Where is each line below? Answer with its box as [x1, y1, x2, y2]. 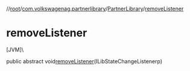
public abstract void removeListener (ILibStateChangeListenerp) [6, 57, 163, 65]
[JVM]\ [6, 46, 24, 53]
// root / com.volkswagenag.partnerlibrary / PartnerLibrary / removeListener [6, 5, 184, 12]
